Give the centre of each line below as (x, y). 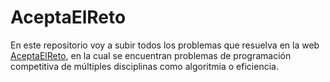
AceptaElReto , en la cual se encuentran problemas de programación (151, 55)
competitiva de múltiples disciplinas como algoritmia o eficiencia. (144, 66)
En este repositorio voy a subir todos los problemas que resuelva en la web (165, 45)
